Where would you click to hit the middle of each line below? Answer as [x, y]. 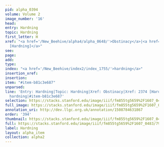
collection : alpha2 [25, 137]
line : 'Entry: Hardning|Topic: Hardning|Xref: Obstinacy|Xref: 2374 [76, 92]
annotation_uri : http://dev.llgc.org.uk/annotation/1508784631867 [74, 110]
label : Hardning [21, 128]
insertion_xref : [21, 73]
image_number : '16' [25, 19]
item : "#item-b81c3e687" [30, 82]
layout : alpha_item [25, 133]
